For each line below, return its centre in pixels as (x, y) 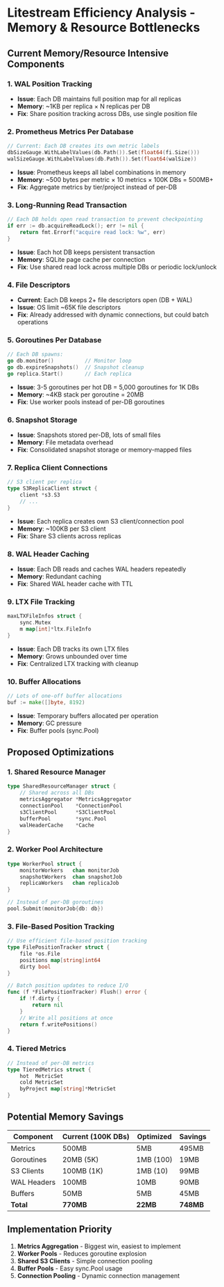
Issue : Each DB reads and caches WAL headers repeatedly (102, 569)
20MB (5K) (80, 1159)
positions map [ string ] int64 (60, 960)
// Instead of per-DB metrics (51, 1063)
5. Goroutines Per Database (54, 340)
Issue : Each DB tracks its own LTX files (73, 649)
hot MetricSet (42, 1076)
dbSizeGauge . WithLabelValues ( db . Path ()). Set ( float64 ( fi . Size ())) (103, 153)
